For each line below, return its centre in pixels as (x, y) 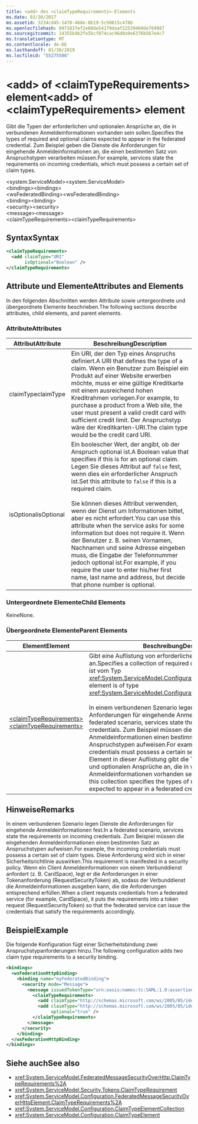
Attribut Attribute (37, 343)
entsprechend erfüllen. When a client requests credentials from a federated (97, 893)
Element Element (46, 646)
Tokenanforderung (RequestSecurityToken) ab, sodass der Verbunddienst (96, 880)
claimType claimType (37, 394)
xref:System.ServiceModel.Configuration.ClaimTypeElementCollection (99, 1109)
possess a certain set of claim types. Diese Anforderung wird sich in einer (96, 855)
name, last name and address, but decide (128, 577)
